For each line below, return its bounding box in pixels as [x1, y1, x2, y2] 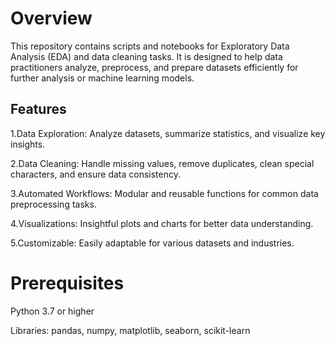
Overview [10, 7, 93, 30]
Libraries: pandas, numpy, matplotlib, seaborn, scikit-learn [10, 324, 251, 336]
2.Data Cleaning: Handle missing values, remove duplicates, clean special [10, 157, 315, 169]
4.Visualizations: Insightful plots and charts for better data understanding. [10, 217, 314, 229]
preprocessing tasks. [10, 198, 97, 210]
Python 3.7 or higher [10, 305, 95, 317]
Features [10, 101, 67, 118]
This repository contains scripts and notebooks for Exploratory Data [10, 40, 290, 52]
